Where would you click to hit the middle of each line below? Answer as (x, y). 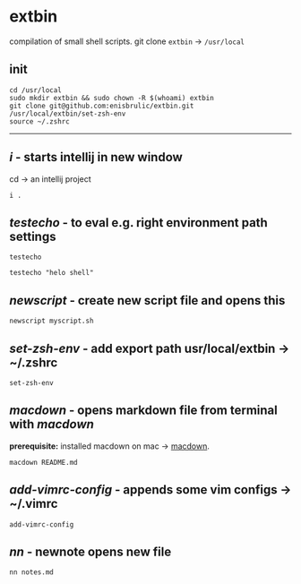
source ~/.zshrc (39, 121)
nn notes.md (31, 572)
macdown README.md (43, 462)
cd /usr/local (36, 90)
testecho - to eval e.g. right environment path (139, 223)
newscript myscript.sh (52, 321)
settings (33, 236)
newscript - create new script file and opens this (147, 301)
